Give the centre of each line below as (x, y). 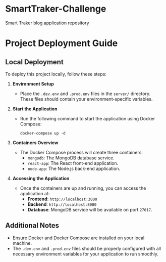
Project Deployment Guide (62, 43)
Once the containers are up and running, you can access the (83, 188)
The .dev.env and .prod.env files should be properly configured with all (87, 248)
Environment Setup (33, 83)
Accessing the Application (41, 178)
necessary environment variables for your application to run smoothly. (86, 254)
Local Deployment (35, 62)
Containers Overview (35, 143)
